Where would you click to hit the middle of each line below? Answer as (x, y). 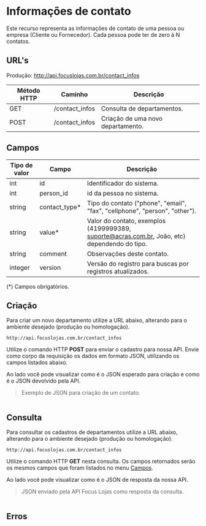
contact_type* (60, 207)
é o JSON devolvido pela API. (44, 381)
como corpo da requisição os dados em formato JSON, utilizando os (93, 356)
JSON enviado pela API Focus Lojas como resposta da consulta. (102, 492)
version (50, 267)
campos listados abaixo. (37, 362)
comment (53, 254)
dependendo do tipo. (117, 243)
